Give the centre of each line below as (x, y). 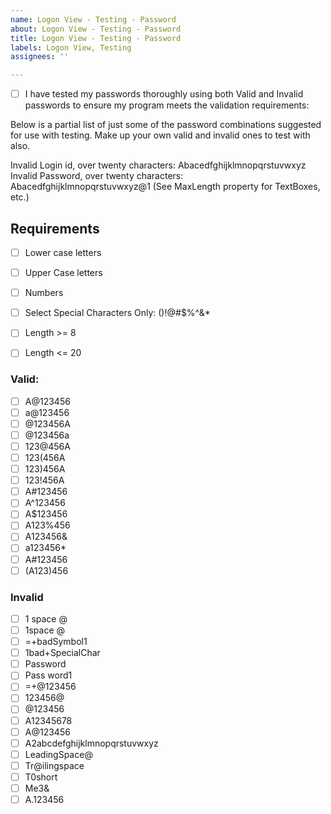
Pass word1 (48, 675)
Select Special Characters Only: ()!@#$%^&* (117, 313)
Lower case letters (63, 252)
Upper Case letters (63, 273)
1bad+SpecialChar (62, 653)
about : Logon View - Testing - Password (96, 29)
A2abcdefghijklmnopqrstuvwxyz (91, 743)
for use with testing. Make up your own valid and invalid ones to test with (160, 135)
